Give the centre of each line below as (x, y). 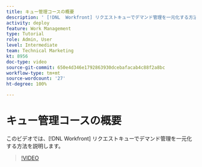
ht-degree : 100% (26, 84)
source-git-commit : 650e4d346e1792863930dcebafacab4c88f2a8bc (86, 67)
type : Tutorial (25, 34)
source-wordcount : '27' (36, 78)
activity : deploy (28, 23)
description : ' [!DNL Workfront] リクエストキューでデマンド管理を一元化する (98, 17)
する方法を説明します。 (35, 146)
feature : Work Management (38, 28)
